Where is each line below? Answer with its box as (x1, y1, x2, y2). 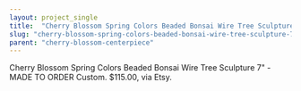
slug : (9, 29, 30, 38)
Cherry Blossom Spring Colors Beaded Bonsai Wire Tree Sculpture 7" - (9, 62, 271, 73)
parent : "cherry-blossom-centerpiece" (9, 37, 154, 47)
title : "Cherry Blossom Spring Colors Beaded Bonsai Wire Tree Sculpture (9, 21, 295, 30)
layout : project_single (9, 12, 99, 22)
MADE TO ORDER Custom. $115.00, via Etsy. (9, 72, 173, 83)
